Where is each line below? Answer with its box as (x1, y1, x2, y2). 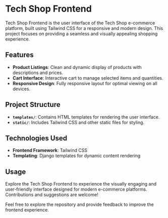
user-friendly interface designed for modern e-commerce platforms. (5, 186, 147, 193)
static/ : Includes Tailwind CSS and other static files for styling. (12, 119, 145, 125)
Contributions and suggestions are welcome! (5, 192, 98, 198)
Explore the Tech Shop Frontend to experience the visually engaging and (5, 181, 157, 187)
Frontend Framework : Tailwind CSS (12, 148, 87, 154)
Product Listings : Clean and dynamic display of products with (12, 64, 142, 70)
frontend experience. (5, 207, 49, 213)
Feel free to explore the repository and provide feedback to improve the (5, 201, 154, 208)
